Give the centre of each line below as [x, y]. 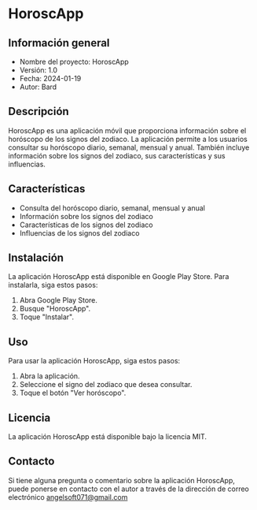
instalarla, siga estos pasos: [53, 285]
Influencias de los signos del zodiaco [79, 233]
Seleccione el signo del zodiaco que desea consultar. [106, 385]
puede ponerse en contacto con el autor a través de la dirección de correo [128, 489]
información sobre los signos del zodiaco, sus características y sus [117, 155]
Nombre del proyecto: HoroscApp [74, 61]
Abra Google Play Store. [59, 300]
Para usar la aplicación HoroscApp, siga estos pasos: [94, 361]
